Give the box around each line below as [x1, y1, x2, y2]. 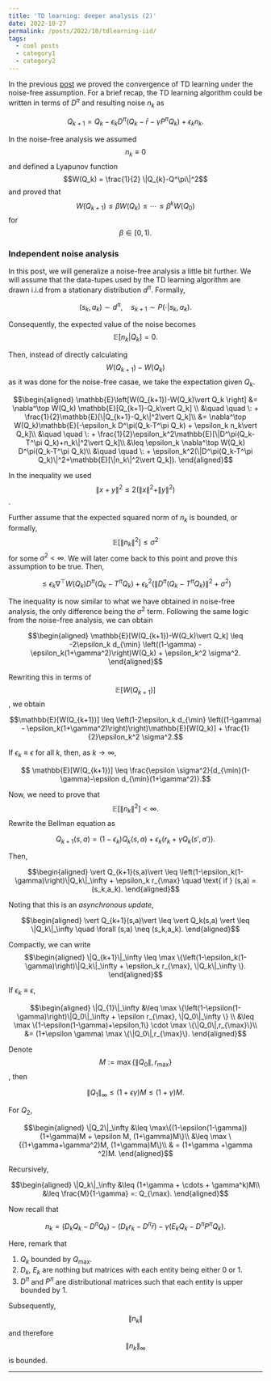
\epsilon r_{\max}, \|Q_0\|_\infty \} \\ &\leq [118, 1012, 254, 1022]
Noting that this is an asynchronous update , [8, 900, 155, 910]
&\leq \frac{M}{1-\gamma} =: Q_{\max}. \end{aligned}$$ [42, 1188, 229, 1198]
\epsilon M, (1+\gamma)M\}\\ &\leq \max [94, 1131, 227, 1141]
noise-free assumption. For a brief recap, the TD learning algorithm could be [8, 87, 263, 97]
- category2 [15, 57, 56, 66]
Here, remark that [8, 1239, 67, 1248]
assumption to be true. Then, [8, 561, 105, 571]
